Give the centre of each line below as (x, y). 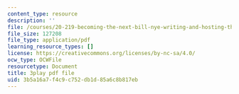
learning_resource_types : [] (51, 47)
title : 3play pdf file (41, 73)
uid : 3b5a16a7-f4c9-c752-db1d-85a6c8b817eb (73, 80)
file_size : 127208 (34, 34)
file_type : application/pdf (49, 40)
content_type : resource (43, 14)
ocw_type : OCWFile (34, 60)
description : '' (31, 20)
